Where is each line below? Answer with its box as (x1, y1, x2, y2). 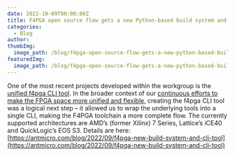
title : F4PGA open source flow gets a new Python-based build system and (7, 17, 227, 24)
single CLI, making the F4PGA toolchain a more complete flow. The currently (7, 111, 227, 120)
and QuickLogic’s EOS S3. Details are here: (7, 126, 131, 134)
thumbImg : (7, 43, 36, 50)
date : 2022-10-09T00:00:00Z (7, 10, 90, 17)
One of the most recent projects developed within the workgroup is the (7, 81, 212, 90)
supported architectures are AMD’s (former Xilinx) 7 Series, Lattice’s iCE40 (7, 118, 222, 127)
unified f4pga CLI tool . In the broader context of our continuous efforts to (7, 89, 218, 97)
